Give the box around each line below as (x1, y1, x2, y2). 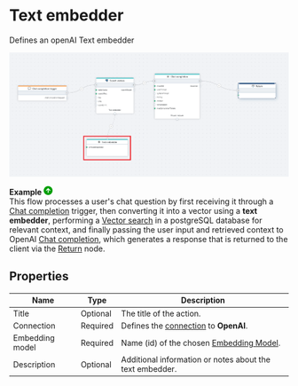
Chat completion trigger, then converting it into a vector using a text (9, 206, 258, 217)
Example (9, 187, 43, 198)
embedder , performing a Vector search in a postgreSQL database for (9, 215, 263, 226)
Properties (9, 269, 69, 284)
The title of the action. (121, 308, 201, 319)
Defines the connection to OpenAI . (121, 320, 248, 331)
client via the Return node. (9, 243, 106, 254)
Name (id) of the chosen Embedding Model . (121, 337, 281, 348)
